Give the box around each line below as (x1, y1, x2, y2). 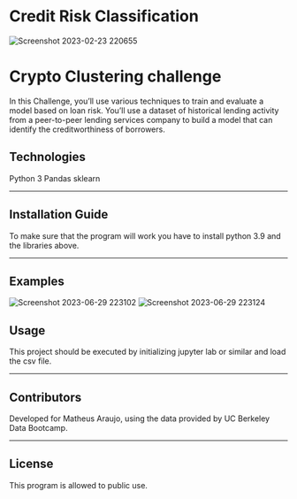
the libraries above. (9, 240, 80, 250)
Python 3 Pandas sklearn (9, 173, 101, 183)
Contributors (9, 389, 82, 404)
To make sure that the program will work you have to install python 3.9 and (9, 230, 281, 241)
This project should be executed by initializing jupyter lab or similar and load (9, 347, 286, 357)
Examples (9, 273, 65, 288)
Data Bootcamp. (9, 422, 68, 433)
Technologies (9, 150, 87, 165)
